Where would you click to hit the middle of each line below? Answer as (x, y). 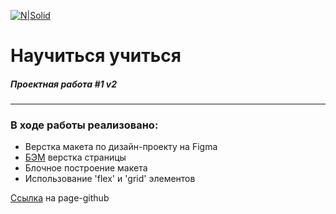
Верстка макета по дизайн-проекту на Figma (121, 147)
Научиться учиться (96, 56)
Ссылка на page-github (60, 198)
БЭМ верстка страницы (75, 157)
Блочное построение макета (86, 168)
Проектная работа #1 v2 (64, 84)
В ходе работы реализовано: (84, 125)
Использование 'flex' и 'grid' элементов (110, 179)
